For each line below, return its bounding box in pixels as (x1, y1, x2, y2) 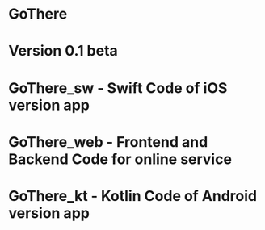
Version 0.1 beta (8, 42, 119, 61)
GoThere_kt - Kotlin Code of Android (8, 186, 257, 205)
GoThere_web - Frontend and (8, 132, 208, 151)
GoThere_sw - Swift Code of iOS (8, 78, 228, 97)
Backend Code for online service (8, 150, 233, 168)
